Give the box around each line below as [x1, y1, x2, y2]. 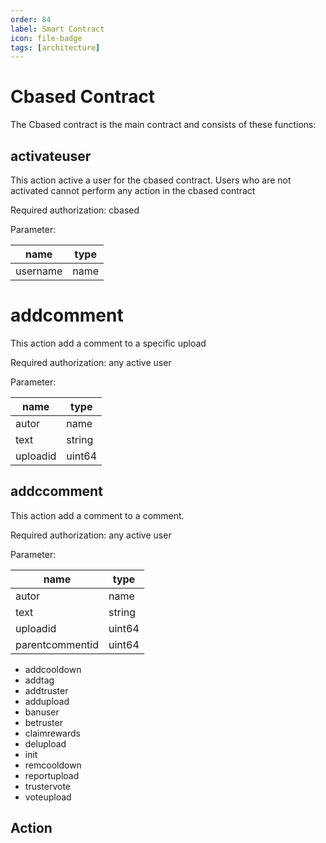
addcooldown [24, 663, 82, 675]
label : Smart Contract [10, 24, 105, 34]
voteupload [24, 791, 72, 803]
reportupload [24, 769, 80, 781]
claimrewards [24, 727, 81, 739]
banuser [24, 706, 60, 718]
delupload [24, 737, 67, 750]
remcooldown [24, 759, 82, 771]
